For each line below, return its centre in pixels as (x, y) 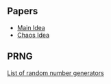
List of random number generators (56, 73)
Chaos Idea (33, 35)
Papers (23, 11)
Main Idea (31, 27)
